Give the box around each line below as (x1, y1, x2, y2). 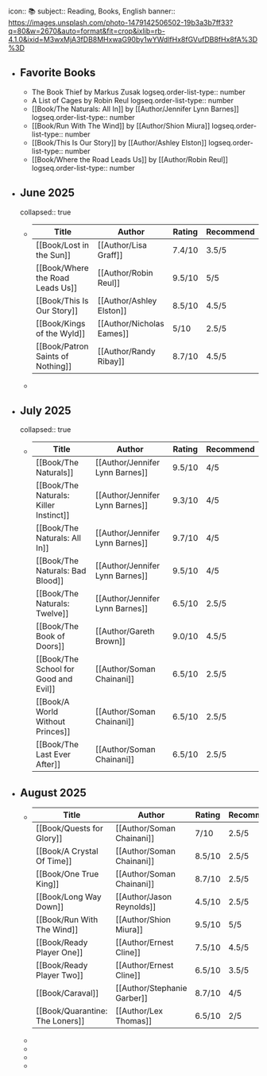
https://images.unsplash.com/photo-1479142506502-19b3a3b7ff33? (8, 18, 234, 27)
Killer (35, 499, 56, 511)
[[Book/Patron (35, 341, 89, 352)
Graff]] (97, 249, 123, 260)
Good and (35, 673, 73, 685)
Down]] (35, 901, 64, 912)
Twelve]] (35, 608, 69, 619)
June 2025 (19, 186, 75, 200)
